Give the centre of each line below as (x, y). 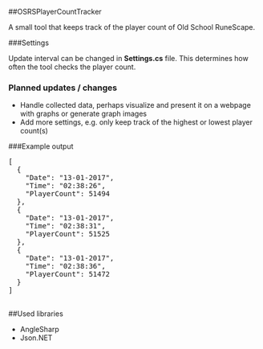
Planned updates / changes (63, 88)
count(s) (34, 131)
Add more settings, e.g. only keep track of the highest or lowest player (136, 122)
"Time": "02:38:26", (65, 186)
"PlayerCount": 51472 (68, 274)
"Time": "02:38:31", (65, 226)
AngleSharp (40, 330)
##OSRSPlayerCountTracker (55, 12)
